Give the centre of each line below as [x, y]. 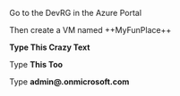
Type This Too [36, 64]
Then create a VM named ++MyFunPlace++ [90, 30]
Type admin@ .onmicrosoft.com [69, 82]
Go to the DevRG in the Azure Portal [75, 13]
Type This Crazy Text [50, 47]
